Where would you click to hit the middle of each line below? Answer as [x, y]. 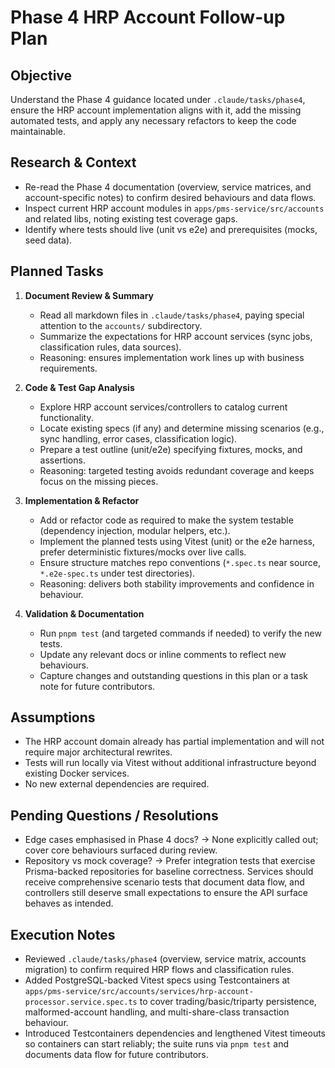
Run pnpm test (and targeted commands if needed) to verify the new [180, 633]
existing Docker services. [77, 773]
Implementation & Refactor [82, 500]
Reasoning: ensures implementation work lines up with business [172, 357]
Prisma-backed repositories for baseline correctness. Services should [169, 872]
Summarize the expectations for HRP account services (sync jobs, [176, 336]
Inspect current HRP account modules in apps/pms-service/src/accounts [174, 208]
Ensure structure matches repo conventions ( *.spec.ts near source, [180, 562]
